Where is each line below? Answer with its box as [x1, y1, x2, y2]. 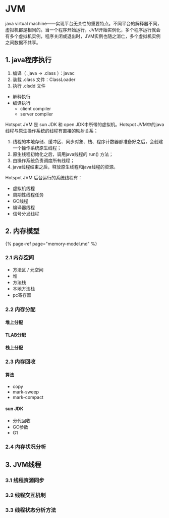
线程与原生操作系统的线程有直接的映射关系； [5, 128, 98, 134]
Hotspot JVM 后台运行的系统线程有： [5, 174, 83, 180]
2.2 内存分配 [5, 306, 36, 313]
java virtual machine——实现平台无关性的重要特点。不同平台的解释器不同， [5, 20, 162, 26]
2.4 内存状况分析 [5, 443, 46, 450]
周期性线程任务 [12, 191, 44, 197]
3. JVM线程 [5, 460, 41, 469]
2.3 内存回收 [5, 358, 36, 365]
